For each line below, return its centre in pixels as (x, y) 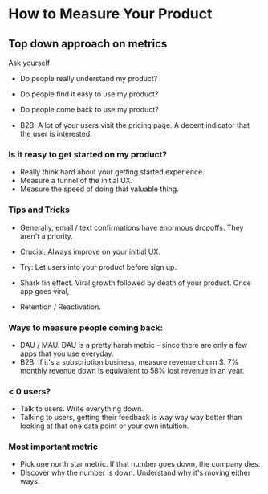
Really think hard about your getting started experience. (112, 172)
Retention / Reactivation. (61, 307)
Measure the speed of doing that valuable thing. (99, 189)
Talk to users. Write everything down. (82, 409)
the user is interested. (56, 134)
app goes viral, (45, 291)
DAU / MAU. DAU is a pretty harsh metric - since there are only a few (134, 345)
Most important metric (53, 447)
